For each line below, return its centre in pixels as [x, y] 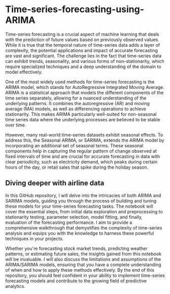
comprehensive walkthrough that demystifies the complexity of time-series [84, 227]
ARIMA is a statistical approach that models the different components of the [84, 92]
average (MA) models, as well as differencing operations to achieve [76, 109]
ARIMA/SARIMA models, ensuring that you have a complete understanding [83, 265]
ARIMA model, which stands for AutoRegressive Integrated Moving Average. [85, 87]
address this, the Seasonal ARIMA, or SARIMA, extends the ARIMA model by [85, 140]
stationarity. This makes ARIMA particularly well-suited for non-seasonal [81, 114]
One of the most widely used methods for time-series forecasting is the [80, 82]
